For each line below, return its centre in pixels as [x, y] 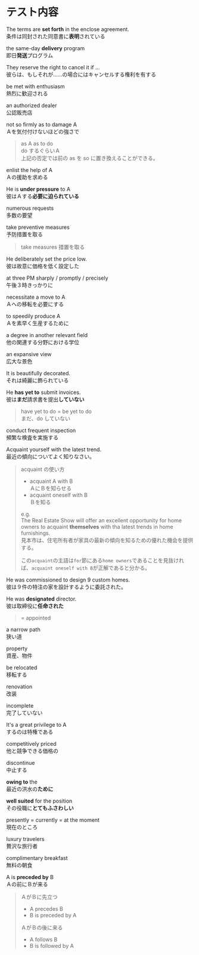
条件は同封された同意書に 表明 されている [56, 36]
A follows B [43, 939]
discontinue [21, 763]
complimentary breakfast [37, 858]
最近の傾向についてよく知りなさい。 [51, 456]
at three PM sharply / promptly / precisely [57, 278]
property [17, 648]
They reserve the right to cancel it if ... [53, 67]
